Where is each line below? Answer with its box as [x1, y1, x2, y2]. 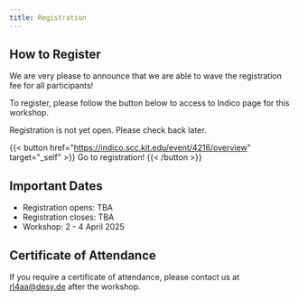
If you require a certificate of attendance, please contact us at [9, 272, 240, 283]
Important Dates [9, 178, 103, 193]
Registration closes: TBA [22, 212, 115, 222]
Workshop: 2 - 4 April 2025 [22, 221, 125, 232]
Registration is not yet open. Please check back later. [9, 125, 207, 136]
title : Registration [9, 13, 88, 23]
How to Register [9, 47, 101, 62]
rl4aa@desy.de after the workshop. [9, 281, 142, 292]
